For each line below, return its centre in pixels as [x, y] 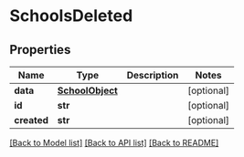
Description [153, 75]
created [31, 120]
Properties [40, 50]
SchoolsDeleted [71, 16]
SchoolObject [88, 90]
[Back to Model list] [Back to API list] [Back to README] [114, 143]
